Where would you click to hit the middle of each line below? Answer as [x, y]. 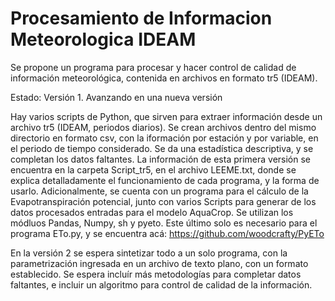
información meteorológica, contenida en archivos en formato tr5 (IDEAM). [164, 78]
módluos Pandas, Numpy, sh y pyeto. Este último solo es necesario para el [164, 223]
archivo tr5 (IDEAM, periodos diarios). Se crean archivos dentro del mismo [163, 127]
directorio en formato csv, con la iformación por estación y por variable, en [164, 138]
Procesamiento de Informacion [141, 18]
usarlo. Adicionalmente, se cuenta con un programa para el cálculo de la [159, 191]
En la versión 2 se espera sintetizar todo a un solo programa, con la [149, 253]
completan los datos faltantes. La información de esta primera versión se [161, 159]
